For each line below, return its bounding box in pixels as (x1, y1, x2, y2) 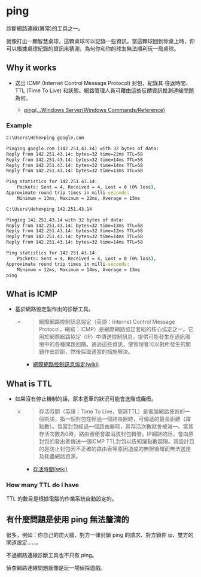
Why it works (6, 63, 57, 73)
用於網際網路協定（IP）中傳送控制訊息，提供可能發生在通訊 (38, 333, 185, 341)
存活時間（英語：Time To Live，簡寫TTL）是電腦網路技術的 (38, 408, 185, 415)
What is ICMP (6, 288, 58, 299)
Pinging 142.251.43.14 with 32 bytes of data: (6, 217, 124, 223)
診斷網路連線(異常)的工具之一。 (6, 25, 84, 32)
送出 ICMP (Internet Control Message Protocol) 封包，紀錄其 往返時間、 (14, 79, 191, 86)
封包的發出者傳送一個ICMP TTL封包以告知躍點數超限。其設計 (38, 438, 190, 445)
